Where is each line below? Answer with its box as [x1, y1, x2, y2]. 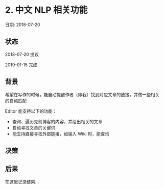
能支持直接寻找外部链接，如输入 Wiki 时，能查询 [12, 131, 109, 136]
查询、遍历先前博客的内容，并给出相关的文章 [12, 118, 103, 124]
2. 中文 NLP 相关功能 [5, 4, 88, 16]
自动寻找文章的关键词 [12, 125, 55, 131]
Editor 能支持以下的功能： [5, 108, 57, 114]
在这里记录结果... [5, 179, 39, 185]
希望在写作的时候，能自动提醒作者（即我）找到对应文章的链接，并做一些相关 [5, 91, 160, 97]
